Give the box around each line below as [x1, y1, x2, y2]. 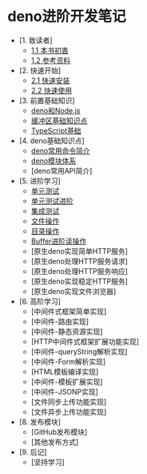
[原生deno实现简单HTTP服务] [30, 246, 129, 255]
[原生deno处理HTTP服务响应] [30, 266, 129, 276]
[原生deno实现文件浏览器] [30, 286, 117, 296]
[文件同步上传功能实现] [30, 397, 107, 407]
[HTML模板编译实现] [30, 366, 99, 376]
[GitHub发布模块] [30, 427, 88, 436]
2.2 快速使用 [30, 85, 73, 95]
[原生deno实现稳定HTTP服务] [30, 276, 129, 286]
